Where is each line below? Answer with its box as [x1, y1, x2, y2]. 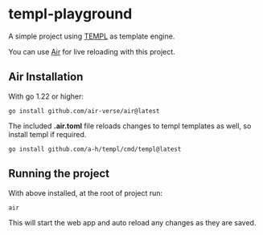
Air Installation [8, 70, 84, 84]
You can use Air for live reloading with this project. [8, 47, 175, 56]
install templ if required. [8, 129, 87, 139]
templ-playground [8, 5, 133, 23]
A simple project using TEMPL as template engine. [8, 31, 175, 41]
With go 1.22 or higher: [8, 91, 84, 101]
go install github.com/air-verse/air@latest [8, 107, 160, 115]
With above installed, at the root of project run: [8, 188, 163, 197]
